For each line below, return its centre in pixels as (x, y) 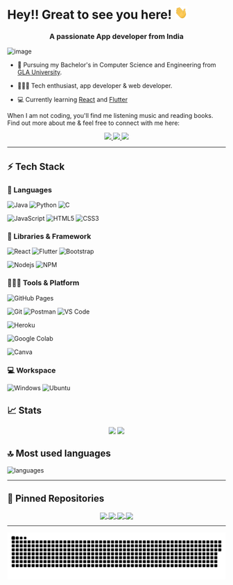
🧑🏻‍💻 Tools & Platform (43, 283)
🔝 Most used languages (59, 453)
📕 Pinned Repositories (56, 499)
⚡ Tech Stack (36, 166)
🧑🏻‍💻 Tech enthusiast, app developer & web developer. (95, 86)
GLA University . (40, 72)
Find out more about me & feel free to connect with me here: (94, 123)
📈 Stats (25, 410)
